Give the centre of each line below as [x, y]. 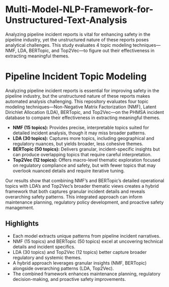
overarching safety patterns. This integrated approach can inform [74, 196]
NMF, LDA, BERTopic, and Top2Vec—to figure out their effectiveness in [80, 50]
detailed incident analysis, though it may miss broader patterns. [79, 133]
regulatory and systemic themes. [47, 257]
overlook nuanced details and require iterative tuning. [69, 170]
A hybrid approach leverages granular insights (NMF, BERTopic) [79, 263]
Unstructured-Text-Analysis [66, 20]
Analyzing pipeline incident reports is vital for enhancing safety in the [78, 34]
